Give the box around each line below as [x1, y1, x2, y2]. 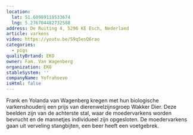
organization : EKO [6, 64, 52, 70]
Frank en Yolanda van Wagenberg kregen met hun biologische [6, 97, 159, 104]
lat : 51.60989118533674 [11, 14, 70, 20]
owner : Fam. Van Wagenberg [6, 58, 73, 64]
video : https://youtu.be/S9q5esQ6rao [6, 36, 100, 42]
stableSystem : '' [6, 70, 49, 76]
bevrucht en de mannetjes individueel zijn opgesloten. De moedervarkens [6, 116, 188, 123]
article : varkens [6, 31, 49, 37]
